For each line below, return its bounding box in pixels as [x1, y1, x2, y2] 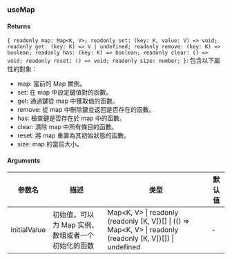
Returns [7, 22, 31, 30]
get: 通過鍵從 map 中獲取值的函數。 [17, 97, 119, 105]
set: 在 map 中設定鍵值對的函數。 [17, 88, 113, 97]
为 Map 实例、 [52, 220, 99, 230]
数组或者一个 [52, 231, 95, 240]
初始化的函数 [52, 241, 95, 251]
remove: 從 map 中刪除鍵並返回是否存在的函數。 [17, 106, 155, 114]
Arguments [7, 156, 41, 164]
